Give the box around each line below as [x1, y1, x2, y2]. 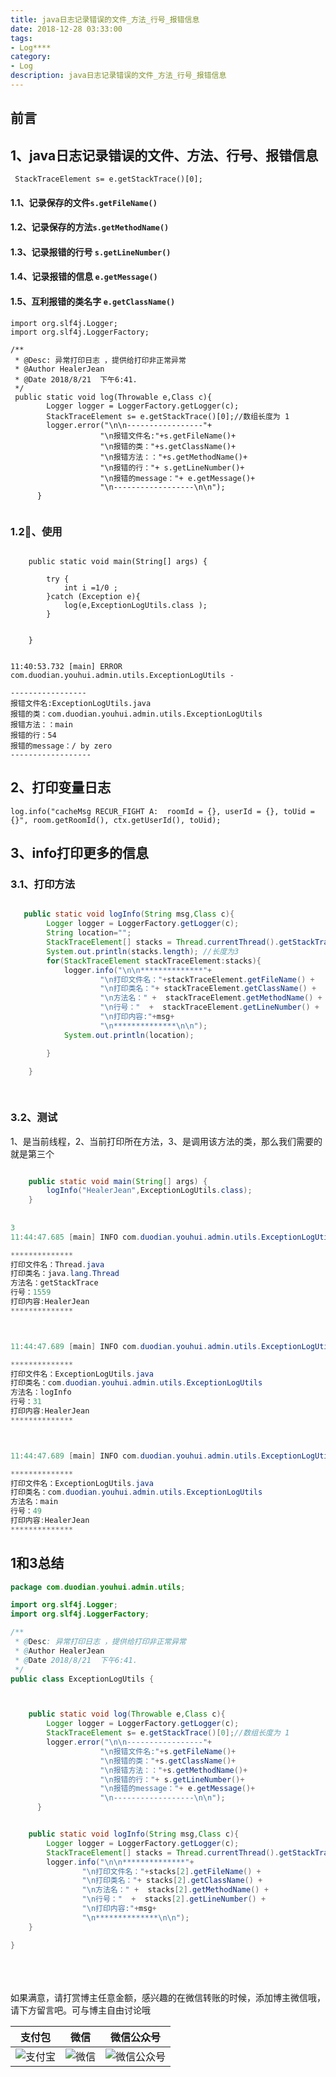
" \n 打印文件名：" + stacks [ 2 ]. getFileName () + [81, 1866, 262, 1876]
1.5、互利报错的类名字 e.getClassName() [10, 296, 176, 308]
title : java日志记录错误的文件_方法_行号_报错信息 [10, 14, 200, 25]
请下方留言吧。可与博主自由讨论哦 [10, 2004, 151, 2016]
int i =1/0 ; [63, 582, 118, 593]
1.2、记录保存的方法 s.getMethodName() [10, 221, 170, 233]
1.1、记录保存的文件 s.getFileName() [10, 196, 158, 208]
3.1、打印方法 [10, 877, 76, 891]
